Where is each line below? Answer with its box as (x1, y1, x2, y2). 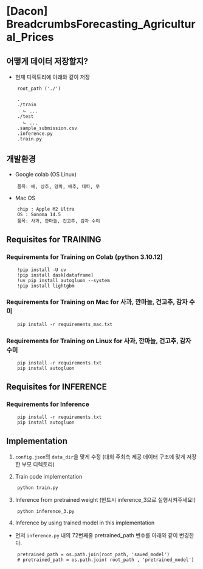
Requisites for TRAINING (6, 234, 101, 245)
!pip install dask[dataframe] (17, 272, 94, 278)
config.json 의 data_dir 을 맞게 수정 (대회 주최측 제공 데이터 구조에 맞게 (15, 453, 185, 460)
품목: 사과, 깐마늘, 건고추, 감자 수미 (17, 218, 100, 224)
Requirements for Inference (6, 400, 89, 408)
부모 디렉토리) (21, 460, 55, 468)
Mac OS (15, 194, 35, 201)
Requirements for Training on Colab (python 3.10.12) (6, 253, 163, 261)
